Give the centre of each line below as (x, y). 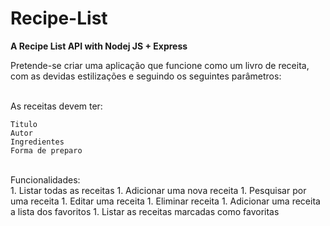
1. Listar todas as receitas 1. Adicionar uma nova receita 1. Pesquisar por (158, 190)
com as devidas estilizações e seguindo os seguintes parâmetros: (146, 76)
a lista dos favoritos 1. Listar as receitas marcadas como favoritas (145, 211)
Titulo (24, 124)
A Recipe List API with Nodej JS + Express (99, 46)
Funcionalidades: (45, 179)
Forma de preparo (46, 150)
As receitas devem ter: (56, 106)
